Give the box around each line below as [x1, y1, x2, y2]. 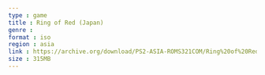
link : [8, 48, 30, 55]
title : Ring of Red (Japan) [8, 19, 104, 27]
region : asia [8, 41, 55, 48]
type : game [8, 11, 47, 20]
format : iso [8, 33, 51, 41]
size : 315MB [8, 55, 51, 63]
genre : [8, 26, 34, 34]
